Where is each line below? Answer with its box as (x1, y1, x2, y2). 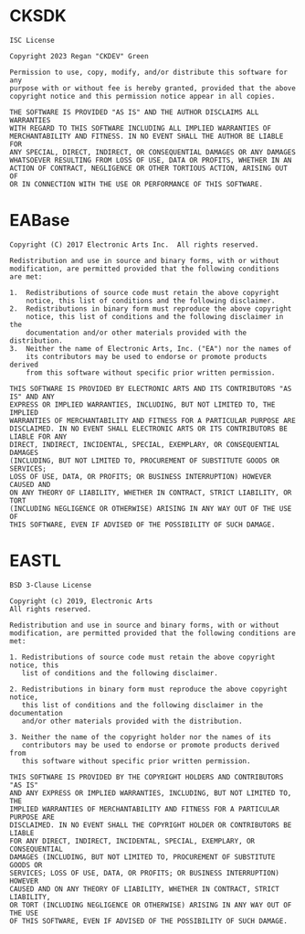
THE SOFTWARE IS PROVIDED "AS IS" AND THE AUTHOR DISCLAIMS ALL (9, 107, 259, 117)
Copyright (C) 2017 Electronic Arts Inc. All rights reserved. (9, 239, 259, 249)
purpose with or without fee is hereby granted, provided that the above (9, 83, 297, 92)
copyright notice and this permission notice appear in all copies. (9, 91, 276, 101)
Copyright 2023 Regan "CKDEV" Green (9, 51, 149, 60)
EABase (9, 210, 70, 231)
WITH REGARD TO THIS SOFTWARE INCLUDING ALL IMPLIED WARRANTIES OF (9, 123, 272, 133)
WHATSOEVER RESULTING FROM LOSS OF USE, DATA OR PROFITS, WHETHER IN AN (9, 155, 292, 165)
